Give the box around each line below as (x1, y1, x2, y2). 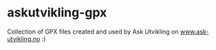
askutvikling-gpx (7, 5, 107, 21)
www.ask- (180, 27, 209, 36)
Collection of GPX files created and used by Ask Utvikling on (7, 27, 179, 36)
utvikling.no (7, 34, 41, 42)
